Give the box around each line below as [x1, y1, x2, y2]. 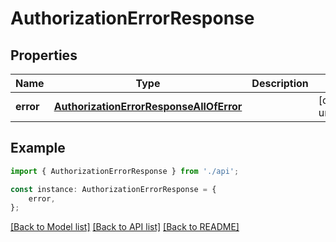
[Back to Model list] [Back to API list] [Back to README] [10, 221, 240, 233]
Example [10, 140, 66, 157]
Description [251, 77, 309, 90]
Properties [10, 47, 78, 64]
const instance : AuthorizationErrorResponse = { [10, 184, 217, 194]
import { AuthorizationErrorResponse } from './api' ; [10, 166, 240, 176]
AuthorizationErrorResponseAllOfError [53, 100, 243, 113]
